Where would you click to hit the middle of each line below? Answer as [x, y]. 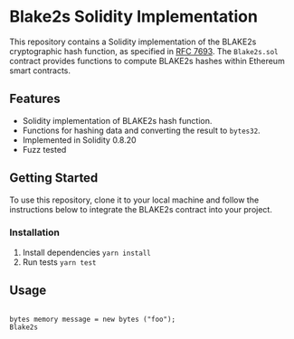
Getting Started [54, 178]
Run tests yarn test [59, 262]
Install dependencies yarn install [86, 252]
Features [35, 99]
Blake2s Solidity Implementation [133, 17]
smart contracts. [40, 71]
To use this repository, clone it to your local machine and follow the [134, 200]
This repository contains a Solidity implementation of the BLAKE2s [133, 42]
